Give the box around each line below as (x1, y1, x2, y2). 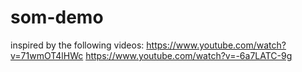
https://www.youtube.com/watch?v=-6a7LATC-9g (85, 49, 293, 61)
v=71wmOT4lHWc (10, 49, 84, 61)
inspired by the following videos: (10, 39, 145, 51)
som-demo (10, 6, 104, 29)
